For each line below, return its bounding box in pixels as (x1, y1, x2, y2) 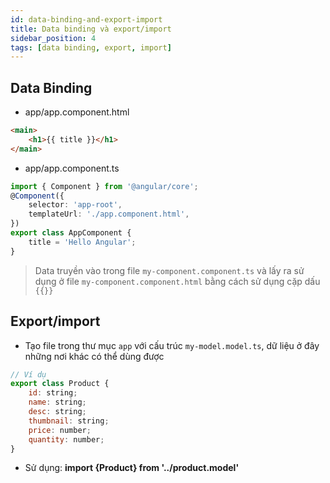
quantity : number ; (28, 434, 105, 445)
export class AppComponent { (10, 228, 132, 238)
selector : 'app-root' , (28, 200, 123, 210)
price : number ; (28, 425, 92, 435)
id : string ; (28, 388, 78, 398)
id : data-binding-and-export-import (10, 14, 163, 25)
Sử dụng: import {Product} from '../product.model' (24, 462, 240, 474)
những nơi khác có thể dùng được (24, 350, 165, 362)
